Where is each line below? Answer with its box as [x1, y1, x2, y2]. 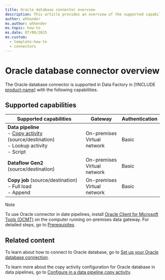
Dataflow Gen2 [7, 160, 44, 167]
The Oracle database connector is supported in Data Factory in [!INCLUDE [5, 81, 156, 87]
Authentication [121, 115, 158, 122]
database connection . [5, 254, 49, 260]
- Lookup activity [7, 142, 48, 149]
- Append [7, 189, 30, 196]
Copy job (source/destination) [7, 177, 78, 184]
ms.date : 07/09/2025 [5, 30, 48, 35]
